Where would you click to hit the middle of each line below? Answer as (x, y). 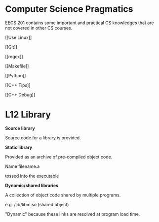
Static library (19, 147)
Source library (20, 128)
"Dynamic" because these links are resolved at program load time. (73, 214)
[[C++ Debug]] (20, 95)
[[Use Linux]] (19, 37)
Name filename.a (22, 166)
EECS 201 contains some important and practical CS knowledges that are (79, 23)
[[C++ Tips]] (18, 85)
